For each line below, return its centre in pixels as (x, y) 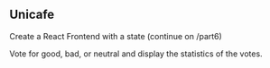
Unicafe (32, 15)
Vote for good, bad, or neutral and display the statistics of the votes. (136, 54)
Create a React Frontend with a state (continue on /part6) (116, 36)
